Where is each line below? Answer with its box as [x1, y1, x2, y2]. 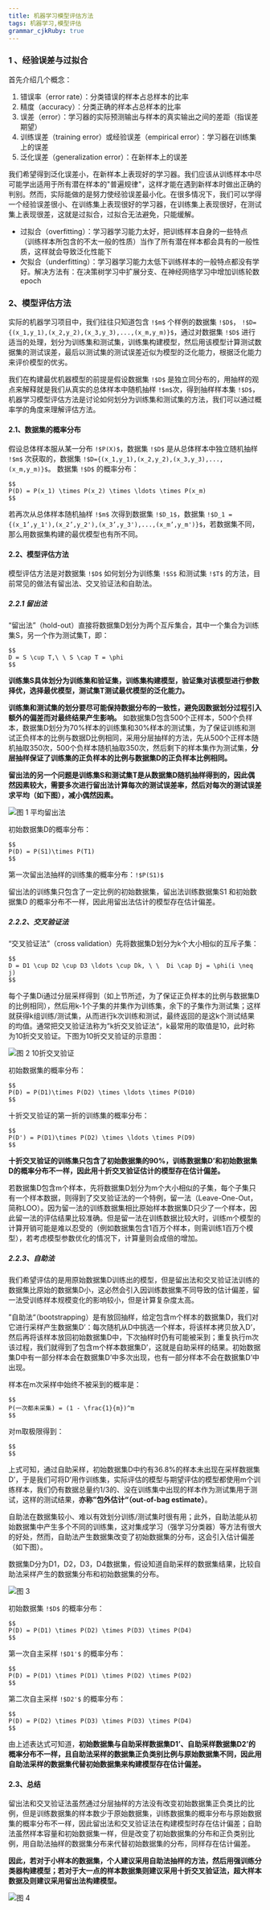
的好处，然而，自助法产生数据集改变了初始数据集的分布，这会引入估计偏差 [8, 1532, 255, 1542]
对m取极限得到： [8, 1426, 64, 1436]
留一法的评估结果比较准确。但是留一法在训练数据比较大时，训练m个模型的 [14, 1213, 261, 1223]
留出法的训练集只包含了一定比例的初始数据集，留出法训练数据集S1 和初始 [8, 887, 251, 897]
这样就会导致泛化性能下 [34, 246, 112, 256]
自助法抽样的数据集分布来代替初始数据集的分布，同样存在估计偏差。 [29, 1839, 255, 1849]
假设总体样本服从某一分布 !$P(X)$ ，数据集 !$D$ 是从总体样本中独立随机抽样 [8, 444, 259, 454]
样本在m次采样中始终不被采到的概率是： [8, 1380, 142, 1389]
